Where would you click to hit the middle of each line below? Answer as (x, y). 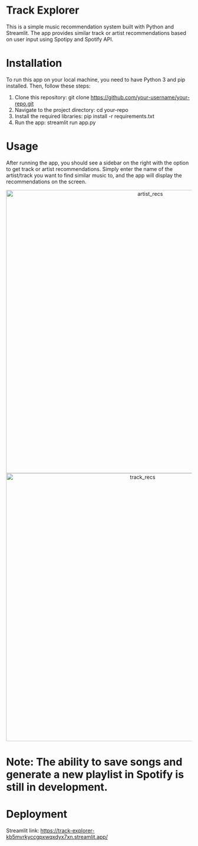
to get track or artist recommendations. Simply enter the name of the (89, 169)
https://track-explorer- (67, 830)
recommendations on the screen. (46, 182)
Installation (34, 63)
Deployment (37, 814)
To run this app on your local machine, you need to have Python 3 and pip (96, 79)
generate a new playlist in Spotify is (95, 774)
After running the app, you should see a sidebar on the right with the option (98, 163)
